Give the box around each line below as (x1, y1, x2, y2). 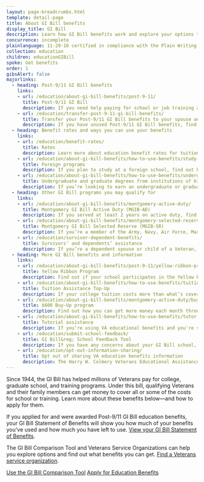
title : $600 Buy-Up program (22, 302, 94, 308)
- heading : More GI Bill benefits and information (12, 251, 143, 258)
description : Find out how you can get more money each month (22, 308, 183, 314)
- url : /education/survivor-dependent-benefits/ (17, 234, 143, 240)
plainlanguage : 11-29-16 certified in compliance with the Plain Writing (6, 43, 197, 49)
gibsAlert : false (6, 71, 50, 77)
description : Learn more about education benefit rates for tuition (22, 150, 200, 156)
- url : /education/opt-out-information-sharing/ (17, 347, 143, 354)
